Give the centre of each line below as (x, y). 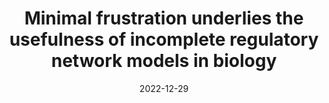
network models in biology (164, 61)
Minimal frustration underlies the (164, 18)
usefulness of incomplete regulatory (164, 39)
